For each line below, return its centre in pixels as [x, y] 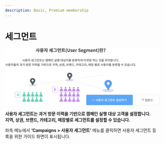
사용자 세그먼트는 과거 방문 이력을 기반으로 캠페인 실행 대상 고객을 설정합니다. [78, 114]
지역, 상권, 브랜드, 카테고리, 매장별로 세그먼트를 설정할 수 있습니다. [68, 120]
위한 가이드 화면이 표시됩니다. [42, 136]
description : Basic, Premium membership [47, 10]
